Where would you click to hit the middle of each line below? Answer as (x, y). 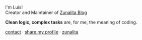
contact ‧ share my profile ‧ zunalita (42, 32)
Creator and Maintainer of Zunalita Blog (46, 12)
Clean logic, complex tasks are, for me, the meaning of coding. (71, 22)
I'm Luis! (14, 7)
